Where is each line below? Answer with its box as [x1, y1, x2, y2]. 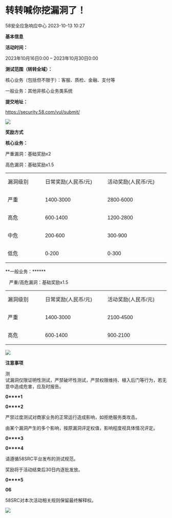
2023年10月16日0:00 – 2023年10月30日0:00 [5, 55, 98, 61]
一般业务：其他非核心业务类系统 [5, 87, 73, 94]
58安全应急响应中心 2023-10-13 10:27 [5, 22, 85, 29]
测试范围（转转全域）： [5, 66, 53, 72]
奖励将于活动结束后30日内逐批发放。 [5, 466, 83, 472]
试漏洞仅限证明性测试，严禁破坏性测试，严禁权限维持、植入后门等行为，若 [5, 377, 162, 383]
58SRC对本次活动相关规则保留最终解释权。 [5, 497, 96, 503]
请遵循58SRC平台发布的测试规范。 [5, 456, 78, 462]
